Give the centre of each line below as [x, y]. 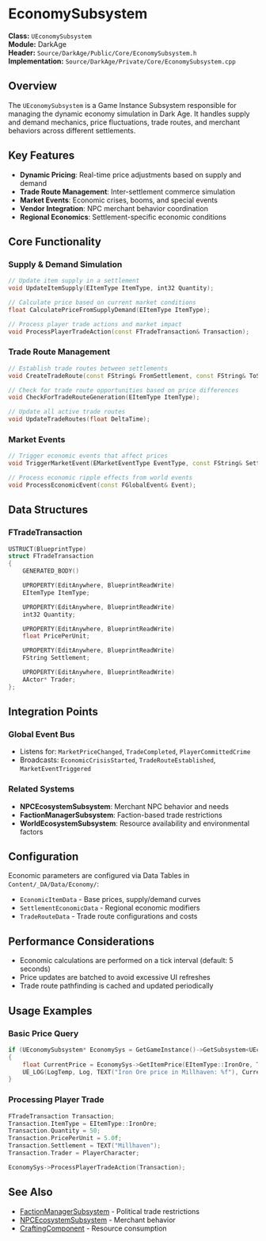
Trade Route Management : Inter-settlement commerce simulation [127, 191]
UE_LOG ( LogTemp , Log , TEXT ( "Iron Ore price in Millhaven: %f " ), [131, 1072]
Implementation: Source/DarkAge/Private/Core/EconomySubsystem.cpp [122, 61]
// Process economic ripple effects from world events [101, 478]
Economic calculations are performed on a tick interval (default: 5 [126, 961]
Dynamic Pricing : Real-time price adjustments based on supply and [130, 175]
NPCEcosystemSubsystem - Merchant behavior [97, 1220]
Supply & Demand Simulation [65, 264]
